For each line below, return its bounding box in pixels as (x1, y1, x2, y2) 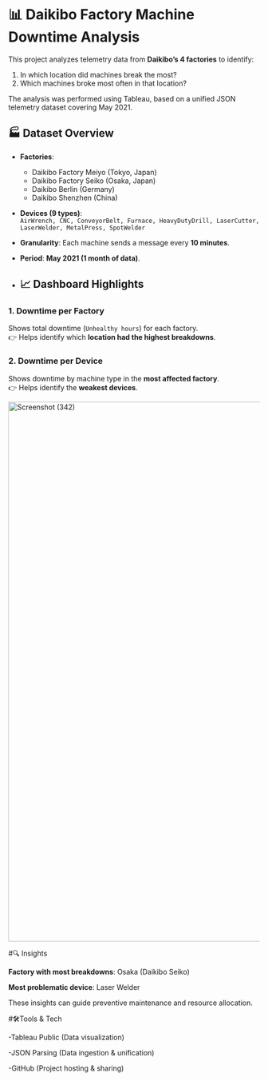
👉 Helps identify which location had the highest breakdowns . (8, 333, 216, 342)
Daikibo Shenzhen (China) (31, 193, 118, 202)
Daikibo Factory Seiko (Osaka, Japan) (31, 176, 156, 185)
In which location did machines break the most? (19, 70, 177, 79)
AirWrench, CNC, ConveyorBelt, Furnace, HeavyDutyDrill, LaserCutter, (19, 217, 260, 225)
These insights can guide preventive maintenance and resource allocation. (8, 998, 254, 1007)
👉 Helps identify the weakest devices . (8, 382, 138, 392)
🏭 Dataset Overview (8, 126, 114, 140)
